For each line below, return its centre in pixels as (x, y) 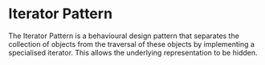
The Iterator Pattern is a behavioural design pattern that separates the (124, 36)
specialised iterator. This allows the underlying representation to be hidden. (133, 52)
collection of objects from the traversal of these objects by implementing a (132, 44)
